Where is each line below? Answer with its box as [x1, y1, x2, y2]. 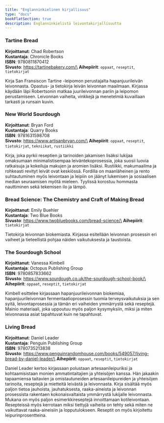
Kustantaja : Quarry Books [5, 127, 58, 133]
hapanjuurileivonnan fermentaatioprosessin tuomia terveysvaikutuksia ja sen [5, 296, 160, 302]
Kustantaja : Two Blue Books [5, 212, 63, 219]
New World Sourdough [5, 111, 60, 118]
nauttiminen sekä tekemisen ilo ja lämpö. [5, 184, 87, 190]
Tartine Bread [5, 37, 38, 44]
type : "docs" [5, 12, 32, 17]
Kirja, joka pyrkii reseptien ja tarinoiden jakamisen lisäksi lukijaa [5, 152, 133, 158]
